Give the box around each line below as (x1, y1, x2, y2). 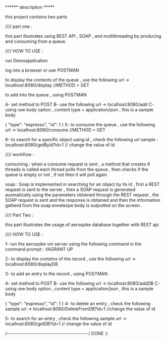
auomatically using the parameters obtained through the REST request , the (5, 192, 159, 198)
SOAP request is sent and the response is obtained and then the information (5, 197, 161, 203)
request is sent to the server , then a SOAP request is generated (5, 186, 135, 192)
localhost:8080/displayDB (5, 261, 58, 267)
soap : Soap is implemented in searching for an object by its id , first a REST (5, 181, 160, 187)
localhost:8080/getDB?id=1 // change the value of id (5, 321, 112, 327)
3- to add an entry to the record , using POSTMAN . (5, 271, 111, 276)
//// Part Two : (5, 212, 34, 218)
